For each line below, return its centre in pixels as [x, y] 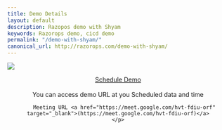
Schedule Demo [118, 79]
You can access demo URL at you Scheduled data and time [118, 95]
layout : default [31, 20]
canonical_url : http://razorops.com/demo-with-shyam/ [88, 46]
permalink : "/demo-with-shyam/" [54, 40]
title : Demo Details [38, 14]
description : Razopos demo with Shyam [64, 27]
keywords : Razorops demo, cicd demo [61, 33]
